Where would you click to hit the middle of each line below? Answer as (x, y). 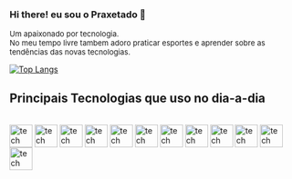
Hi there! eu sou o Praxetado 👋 (78, 15)
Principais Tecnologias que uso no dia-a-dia (138, 98)
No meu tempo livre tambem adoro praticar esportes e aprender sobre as (138, 43)
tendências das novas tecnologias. (70, 52)
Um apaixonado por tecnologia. (64, 34)
